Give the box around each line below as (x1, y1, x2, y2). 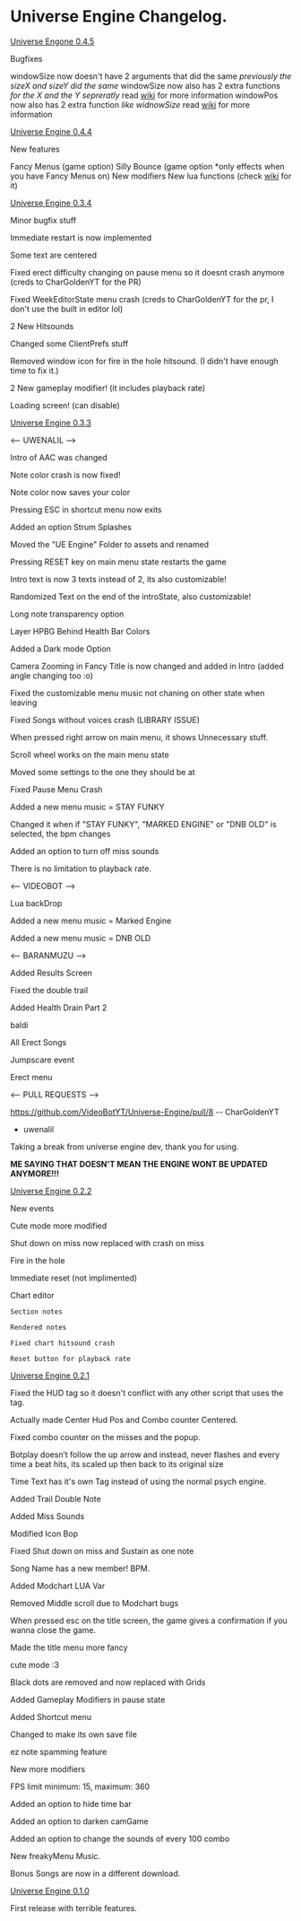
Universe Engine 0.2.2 (10, 1185, 92, 1196)
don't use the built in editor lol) (10, 303, 124, 314)
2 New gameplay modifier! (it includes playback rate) (10, 382, 206, 393)
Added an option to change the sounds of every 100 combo (10, 1833, 230, 1844)
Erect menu (10, 1071, 53, 1082)
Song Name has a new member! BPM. (10, 1563, 150, 1574)
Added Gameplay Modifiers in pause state (10, 1694, 166, 1705)
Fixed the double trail (10, 984, 89, 995)
